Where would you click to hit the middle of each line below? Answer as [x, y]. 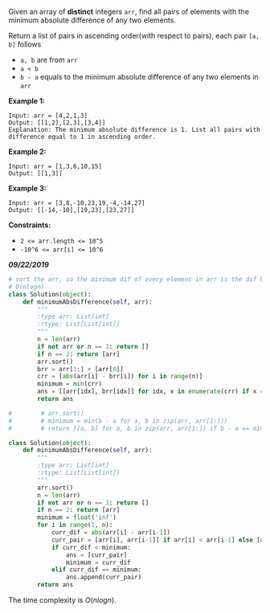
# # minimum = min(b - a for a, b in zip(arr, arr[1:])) [118, 421]
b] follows [25, 44]
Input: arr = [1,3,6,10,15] [55, 166]
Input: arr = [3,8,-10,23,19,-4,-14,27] [77, 203]
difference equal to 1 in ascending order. [82, 137]
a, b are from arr [49, 60]
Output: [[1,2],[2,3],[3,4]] [57, 123]
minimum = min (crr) [70, 384]
